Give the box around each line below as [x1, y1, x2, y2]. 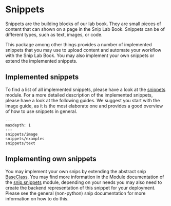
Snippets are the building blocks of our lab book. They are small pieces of [5, 21, 162, 27]
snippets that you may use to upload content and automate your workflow [5, 47, 162, 53]
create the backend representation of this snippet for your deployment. [5, 184, 156, 191]
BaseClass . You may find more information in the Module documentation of [5, 174, 164, 180]
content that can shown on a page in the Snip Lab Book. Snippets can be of [5, 26, 165, 32]
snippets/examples [5, 136, 45, 141]
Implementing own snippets [5, 155, 97, 163]
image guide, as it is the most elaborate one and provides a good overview [5, 103, 163, 109]
